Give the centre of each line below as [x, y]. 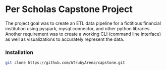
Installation [19, 52]
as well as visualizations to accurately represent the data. [65, 39]
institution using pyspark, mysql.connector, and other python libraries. [78, 28]
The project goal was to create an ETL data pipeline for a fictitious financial [83, 23]
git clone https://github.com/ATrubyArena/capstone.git [65, 63]
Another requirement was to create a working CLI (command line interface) [83, 34]
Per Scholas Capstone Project [69, 9]
